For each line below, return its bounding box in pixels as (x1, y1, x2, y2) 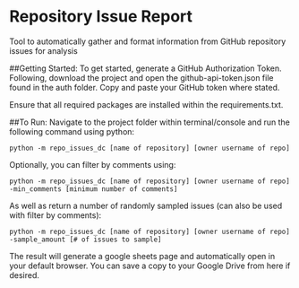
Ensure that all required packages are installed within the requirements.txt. (9, 99, 284, 109)
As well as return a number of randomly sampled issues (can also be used (9, 200, 283, 211)
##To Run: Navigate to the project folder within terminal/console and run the (9, 117, 291, 127)
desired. (9, 269, 40, 280)
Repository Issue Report (9, 6, 193, 27)
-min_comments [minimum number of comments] (9, 184, 178, 194)
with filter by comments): (9, 209, 102, 221)
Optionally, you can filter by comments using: (9, 159, 176, 170)
